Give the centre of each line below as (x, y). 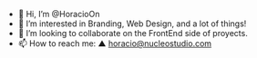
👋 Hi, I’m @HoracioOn (59, 14)
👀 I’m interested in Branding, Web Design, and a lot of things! (132, 24)
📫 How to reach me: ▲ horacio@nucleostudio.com (115, 43)
